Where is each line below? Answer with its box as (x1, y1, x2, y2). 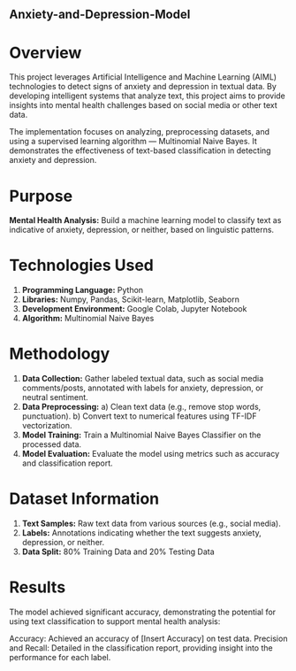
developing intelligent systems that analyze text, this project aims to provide (9, 90, 285, 101)
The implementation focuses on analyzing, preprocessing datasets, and (9, 127, 270, 137)
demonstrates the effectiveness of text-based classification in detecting (9, 145, 271, 156)
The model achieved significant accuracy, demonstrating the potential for (9, 606, 277, 618)
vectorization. (21, 420, 72, 431)
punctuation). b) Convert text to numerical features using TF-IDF (21, 411, 257, 421)
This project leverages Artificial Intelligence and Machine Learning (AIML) (9, 72, 277, 82)
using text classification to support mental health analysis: (9, 616, 221, 627)
